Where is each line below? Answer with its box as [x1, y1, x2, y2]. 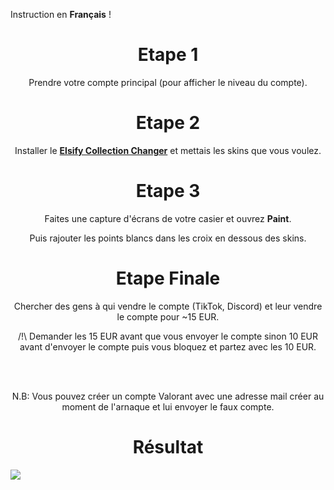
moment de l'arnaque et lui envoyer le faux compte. [61, 400, 275, 413]
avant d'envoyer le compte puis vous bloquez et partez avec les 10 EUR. [19, 340, 317, 353]
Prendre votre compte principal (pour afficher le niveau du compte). [28, 76, 308, 88]
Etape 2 [135, 112, 201, 134]
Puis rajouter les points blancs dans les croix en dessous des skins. [29, 232, 307, 244]
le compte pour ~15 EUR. [116, 310, 220, 323]
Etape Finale [115, 267, 221, 289]
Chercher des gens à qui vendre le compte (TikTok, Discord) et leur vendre [13, 300, 323, 312]
